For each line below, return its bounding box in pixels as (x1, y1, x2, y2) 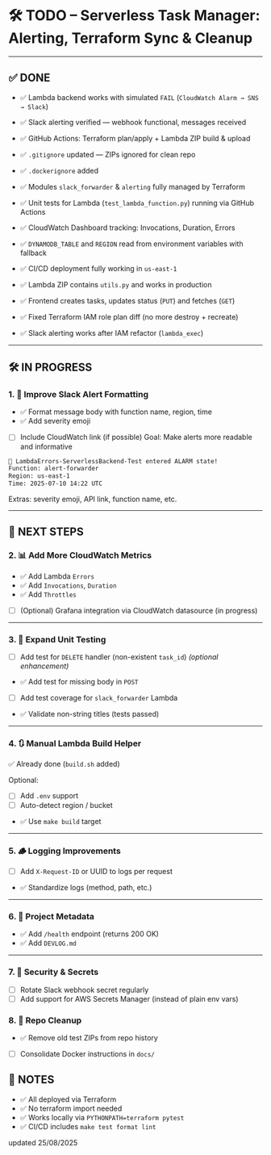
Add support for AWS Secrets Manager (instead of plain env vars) (19, 994, 240, 1003)
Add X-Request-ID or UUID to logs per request (19, 866, 173, 876)
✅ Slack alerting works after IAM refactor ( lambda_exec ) (19, 328, 204, 337)
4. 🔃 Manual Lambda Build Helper (8, 738, 142, 749)
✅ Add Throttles (19, 589, 77, 599)
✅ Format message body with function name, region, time (19, 407, 212, 416)
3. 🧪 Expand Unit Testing (8, 634, 106, 645)
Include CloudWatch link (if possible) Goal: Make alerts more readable (19, 433, 252, 442)
